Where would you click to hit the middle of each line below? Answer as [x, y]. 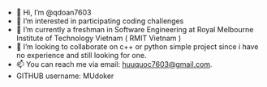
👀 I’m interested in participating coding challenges [100, 21]
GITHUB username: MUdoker [65, 76]
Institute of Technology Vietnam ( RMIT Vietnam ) [99, 38]
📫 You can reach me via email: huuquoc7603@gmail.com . [114, 64]
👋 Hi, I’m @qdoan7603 [54, 12]
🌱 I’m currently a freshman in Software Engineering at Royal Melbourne [135, 29]
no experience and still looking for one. [81, 55]
